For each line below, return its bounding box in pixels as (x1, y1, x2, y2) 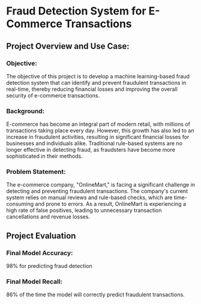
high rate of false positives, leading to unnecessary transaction (6, 206, 162, 214)
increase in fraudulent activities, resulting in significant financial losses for (6, 134, 190, 141)
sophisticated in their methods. (6, 152, 83, 160)
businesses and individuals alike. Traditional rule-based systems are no (6, 140, 183, 147)
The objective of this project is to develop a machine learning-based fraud (6, 72, 190, 79)
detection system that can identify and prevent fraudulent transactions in (6, 79, 187, 86)
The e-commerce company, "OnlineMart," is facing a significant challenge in (6, 181, 195, 188)
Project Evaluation (6, 231, 76, 241)
